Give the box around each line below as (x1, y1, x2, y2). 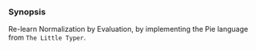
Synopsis (8, 6, 46, 17)
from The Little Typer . (8, 33, 86, 42)
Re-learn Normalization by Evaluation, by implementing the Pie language (8, 25, 249, 34)
